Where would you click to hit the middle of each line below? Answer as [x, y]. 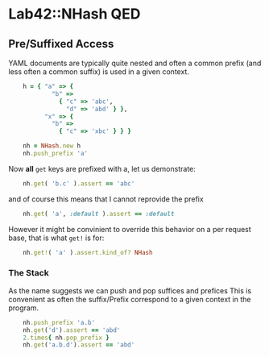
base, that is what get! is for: [56, 238]
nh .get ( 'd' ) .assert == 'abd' [72, 330]
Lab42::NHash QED [74, 14]
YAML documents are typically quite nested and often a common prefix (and [135, 63]
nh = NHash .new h [52, 146]
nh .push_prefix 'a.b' [59, 322]
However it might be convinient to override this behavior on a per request [130, 229]
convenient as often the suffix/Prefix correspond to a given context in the [130, 299]
